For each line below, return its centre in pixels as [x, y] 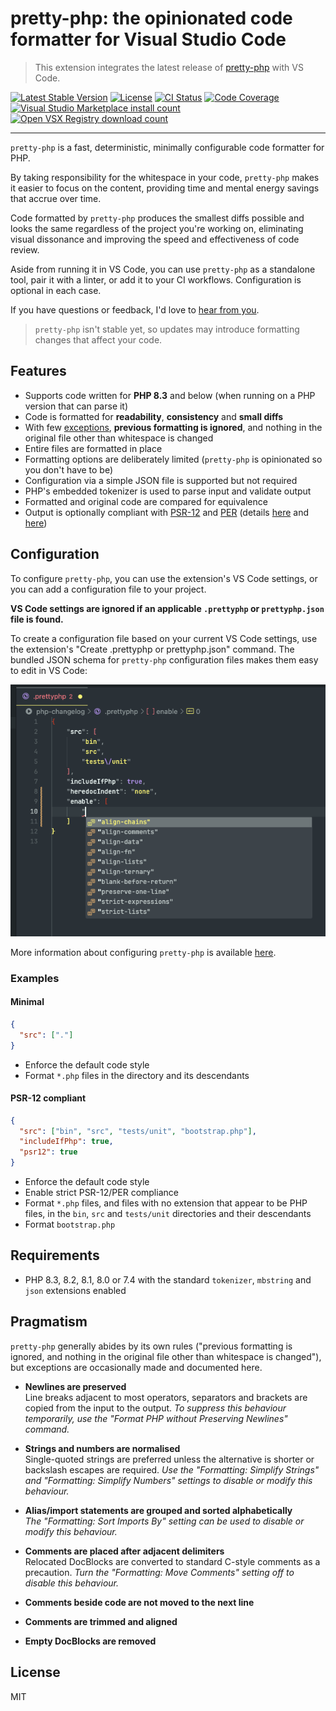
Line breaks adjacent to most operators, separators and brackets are [166, 1397]
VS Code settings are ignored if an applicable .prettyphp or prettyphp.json [167, 608]
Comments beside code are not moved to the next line [139, 1602]
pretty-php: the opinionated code [151, 18]
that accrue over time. [56, 198]
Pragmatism [49, 1322]
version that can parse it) [76, 406]
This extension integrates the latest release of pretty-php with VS [169, 67]
